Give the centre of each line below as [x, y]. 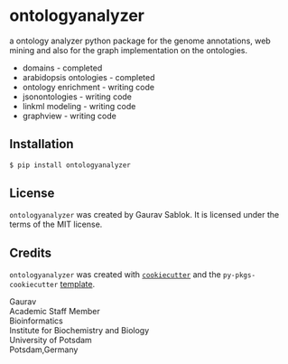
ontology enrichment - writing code [88, 87]
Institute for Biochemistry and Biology [79, 331]
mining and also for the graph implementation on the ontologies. [129, 50]
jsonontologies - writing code [77, 97]
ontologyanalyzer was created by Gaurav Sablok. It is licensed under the [144, 215]
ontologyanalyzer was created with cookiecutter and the [115, 275]
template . [78, 285]
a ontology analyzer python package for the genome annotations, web [140, 41]
